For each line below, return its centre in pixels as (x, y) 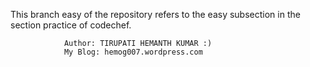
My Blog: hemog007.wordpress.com (133, 52)
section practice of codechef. (71, 25)
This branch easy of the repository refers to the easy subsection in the (155, 14)
